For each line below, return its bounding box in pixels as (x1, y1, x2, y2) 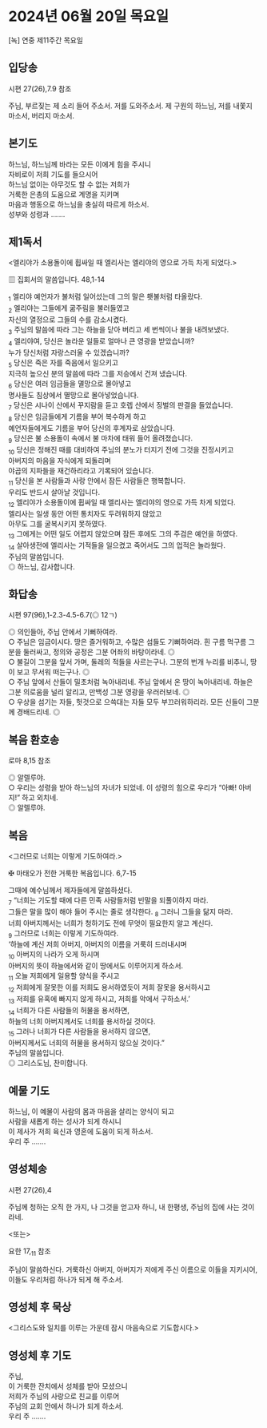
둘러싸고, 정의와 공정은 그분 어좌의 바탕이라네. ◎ (22, 647, 175, 657)
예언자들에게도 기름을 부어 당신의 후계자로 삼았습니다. (8, 423, 175, 432)
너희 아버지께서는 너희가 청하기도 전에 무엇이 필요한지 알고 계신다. (8, 918, 213, 927)
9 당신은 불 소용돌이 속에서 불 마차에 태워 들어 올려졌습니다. (8, 433, 193, 444)
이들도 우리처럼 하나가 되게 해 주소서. (8, 1274, 124, 1284)
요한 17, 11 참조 (8, 1246, 51, 1257)
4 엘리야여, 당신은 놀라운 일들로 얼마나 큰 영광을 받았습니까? (8, 336, 195, 348)
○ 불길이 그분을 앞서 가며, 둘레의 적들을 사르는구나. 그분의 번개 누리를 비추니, (8, 658, 249, 667)
